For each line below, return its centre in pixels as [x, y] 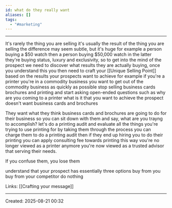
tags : [11, 19]
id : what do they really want [38, 10]
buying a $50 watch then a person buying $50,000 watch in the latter [79, 55]
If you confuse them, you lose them [43, 161]
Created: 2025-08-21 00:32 [35, 201]
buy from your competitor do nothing [44, 176]
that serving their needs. [31, 151]
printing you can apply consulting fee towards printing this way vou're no [82, 141]
